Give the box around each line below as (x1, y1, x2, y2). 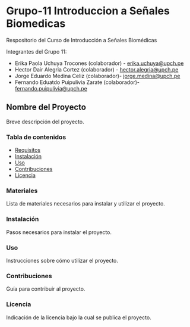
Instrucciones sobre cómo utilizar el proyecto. (6, 257, 119, 264)
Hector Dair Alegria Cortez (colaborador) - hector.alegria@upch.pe (14, 66, 179, 73)
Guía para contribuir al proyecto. (6, 285, 85, 292)
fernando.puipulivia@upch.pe (14, 85, 88, 92)
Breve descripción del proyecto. (6, 118, 84, 125)
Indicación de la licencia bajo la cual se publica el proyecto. (6, 314, 151, 321)
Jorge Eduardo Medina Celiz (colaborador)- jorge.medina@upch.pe (14, 72, 180, 79)
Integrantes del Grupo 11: (6, 48, 67, 55)
